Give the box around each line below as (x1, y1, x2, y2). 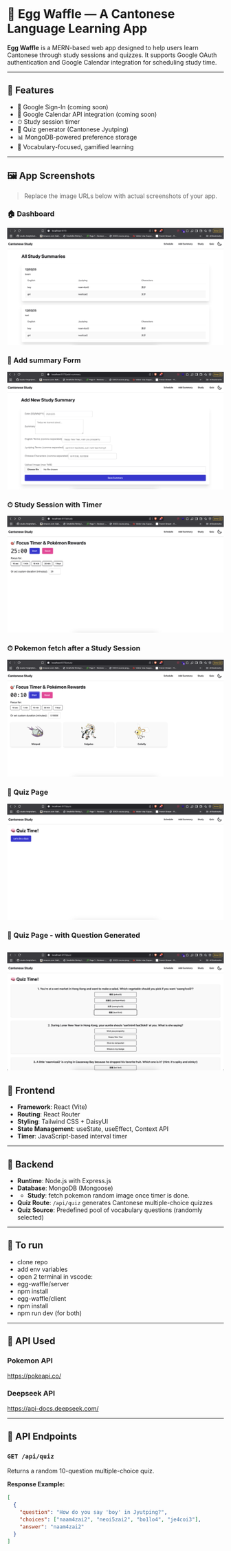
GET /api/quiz (7, 1453, 54, 1460)
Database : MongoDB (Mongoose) (16, 1184, 113, 1192)
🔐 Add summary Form (7, 355, 81, 365)
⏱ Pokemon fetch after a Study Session (7, 643, 141, 653)
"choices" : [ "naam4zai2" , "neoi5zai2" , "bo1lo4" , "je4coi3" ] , (19, 1516, 201, 1523)
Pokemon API (7, 1356, 53, 1365)
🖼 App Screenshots (7, 170, 96, 181)
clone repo (16, 1257, 48, 1266)
